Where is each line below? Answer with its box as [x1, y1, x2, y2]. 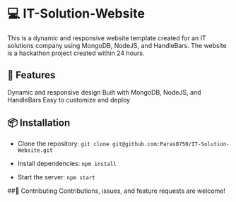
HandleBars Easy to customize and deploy [7, 95, 131, 104]
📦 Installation [7, 117, 71, 129]
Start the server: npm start [17, 172, 95, 181]
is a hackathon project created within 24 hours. [7, 49, 145, 57]
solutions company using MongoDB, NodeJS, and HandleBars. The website [7, 41, 228, 49]
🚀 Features [7, 69, 56, 81]
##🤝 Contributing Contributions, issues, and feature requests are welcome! [7, 186, 226, 195]
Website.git [17, 146, 53, 154]
